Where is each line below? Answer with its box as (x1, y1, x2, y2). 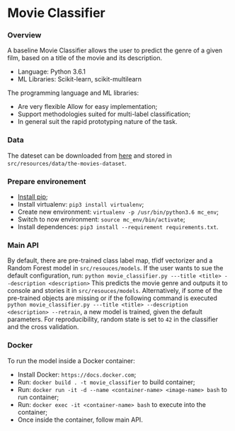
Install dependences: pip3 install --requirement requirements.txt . (17, 223, 219, 231)
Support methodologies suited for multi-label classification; (17, 110, 191, 118)
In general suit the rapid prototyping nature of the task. (17, 117, 178, 126)
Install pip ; (17, 192, 48, 201)
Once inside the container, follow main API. (17, 415, 143, 424)
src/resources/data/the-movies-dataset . (7, 159, 127, 167)
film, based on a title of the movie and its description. (7, 54, 163, 62)
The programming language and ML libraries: (7, 88, 139, 97)
